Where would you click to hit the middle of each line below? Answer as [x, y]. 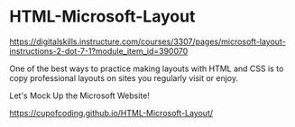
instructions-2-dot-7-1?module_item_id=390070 [99, 50]
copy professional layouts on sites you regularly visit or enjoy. [124, 77]
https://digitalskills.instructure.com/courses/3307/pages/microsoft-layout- [147, 41]
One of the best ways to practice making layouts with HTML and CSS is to [147, 68]
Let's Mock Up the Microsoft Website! [80, 95]
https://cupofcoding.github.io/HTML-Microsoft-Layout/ [111, 113]
